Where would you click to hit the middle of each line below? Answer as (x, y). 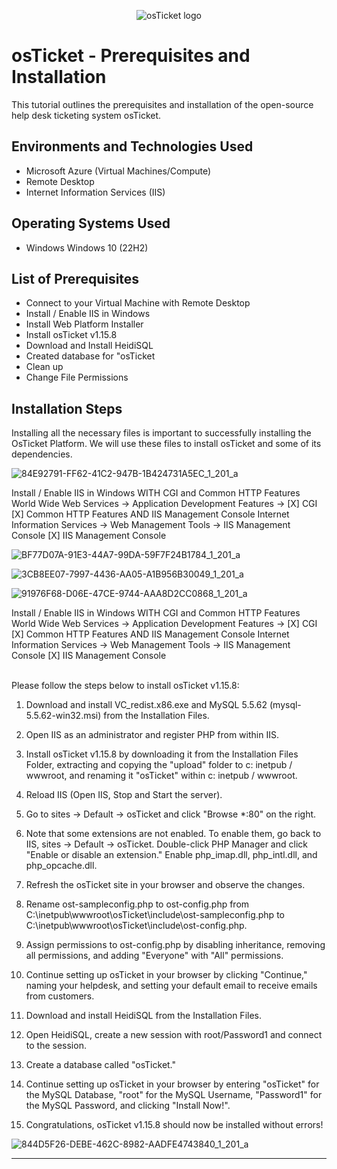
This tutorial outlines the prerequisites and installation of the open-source (162, 104)
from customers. (60, 996)
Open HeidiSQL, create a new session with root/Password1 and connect (174, 1035)
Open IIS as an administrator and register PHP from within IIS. (152, 735)
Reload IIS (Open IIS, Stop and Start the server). (124, 795)
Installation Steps (67, 408)
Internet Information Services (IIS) (95, 192)
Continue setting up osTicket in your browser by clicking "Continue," (166, 975)
